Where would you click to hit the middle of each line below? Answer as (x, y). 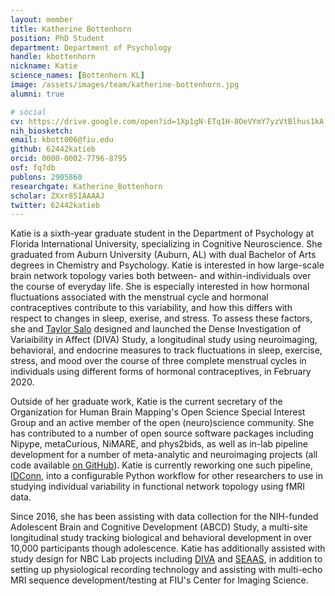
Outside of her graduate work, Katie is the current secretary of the (146, 402)
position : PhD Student (57, 38)
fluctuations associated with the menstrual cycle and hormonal (139, 297)
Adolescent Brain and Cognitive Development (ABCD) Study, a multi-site (159, 527)
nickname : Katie (44, 66)
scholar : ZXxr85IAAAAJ (57, 196)
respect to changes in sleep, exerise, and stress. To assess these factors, (161, 318)
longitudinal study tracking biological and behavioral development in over (161, 538)
